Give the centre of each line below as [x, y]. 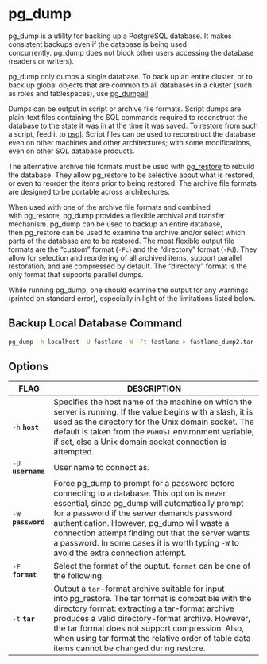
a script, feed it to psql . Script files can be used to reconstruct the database [132, 134]
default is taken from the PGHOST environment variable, [154, 432]
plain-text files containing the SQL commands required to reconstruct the [128, 117]
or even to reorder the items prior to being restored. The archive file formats [132, 183]
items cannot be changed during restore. [130, 648]
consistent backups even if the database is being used [98, 44]
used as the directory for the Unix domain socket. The [154, 422]
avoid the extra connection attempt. [120, 553]
